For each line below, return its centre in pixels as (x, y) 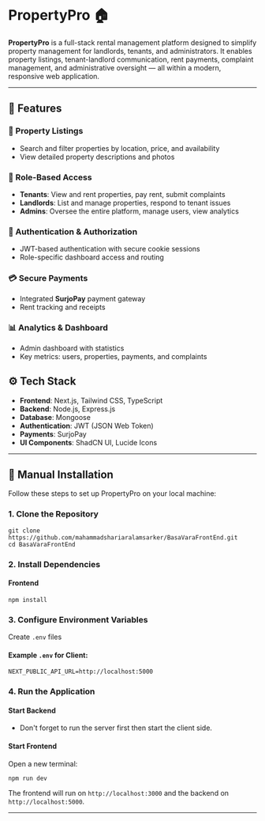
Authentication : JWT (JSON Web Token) (86, 426)
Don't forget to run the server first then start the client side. (116, 728)
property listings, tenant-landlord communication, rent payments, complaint (131, 59)
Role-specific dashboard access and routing (91, 257)
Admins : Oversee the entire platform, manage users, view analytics (129, 211)
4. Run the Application (52, 691)
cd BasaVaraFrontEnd (42, 544)
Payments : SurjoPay (53, 434)
